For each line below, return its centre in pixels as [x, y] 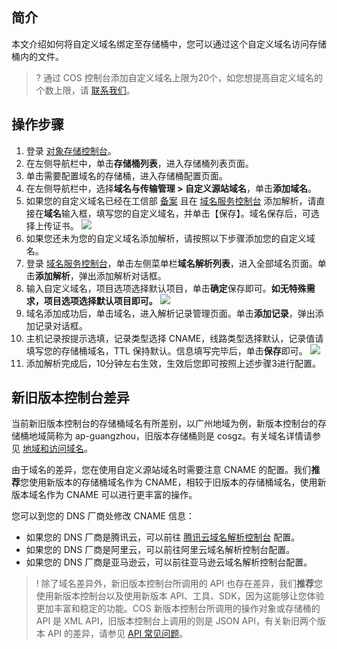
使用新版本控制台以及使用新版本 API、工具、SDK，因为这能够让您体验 [180, 596]
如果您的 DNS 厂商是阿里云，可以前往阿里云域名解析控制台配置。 [160, 550]
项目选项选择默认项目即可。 [100, 300]
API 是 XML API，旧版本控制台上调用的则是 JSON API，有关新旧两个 [176, 621]
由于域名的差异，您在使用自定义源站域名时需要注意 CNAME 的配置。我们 [161, 470]
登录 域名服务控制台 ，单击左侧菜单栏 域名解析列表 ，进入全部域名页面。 [171, 263]
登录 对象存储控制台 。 [71, 150]
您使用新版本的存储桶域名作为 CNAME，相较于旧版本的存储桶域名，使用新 [173, 482]
